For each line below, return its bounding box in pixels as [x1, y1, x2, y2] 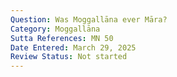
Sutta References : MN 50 [10, 33, 114, 43]
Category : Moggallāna [10, 24, 101, 34]
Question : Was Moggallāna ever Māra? [10, 14, 168, 25]
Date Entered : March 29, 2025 [10, 42, 137, 53]
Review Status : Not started [10, 52, 128, 62]
